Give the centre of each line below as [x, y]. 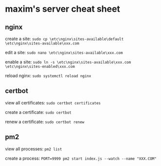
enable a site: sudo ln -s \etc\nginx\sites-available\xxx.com [68, 62]
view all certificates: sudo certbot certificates [53, 103]
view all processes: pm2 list [34, 149]
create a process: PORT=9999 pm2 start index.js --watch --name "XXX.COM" [81, 158]
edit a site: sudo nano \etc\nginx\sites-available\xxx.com [64, 52]
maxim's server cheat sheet [63, 9]
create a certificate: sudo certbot [38, 112]
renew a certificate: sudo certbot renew [45, 122]
